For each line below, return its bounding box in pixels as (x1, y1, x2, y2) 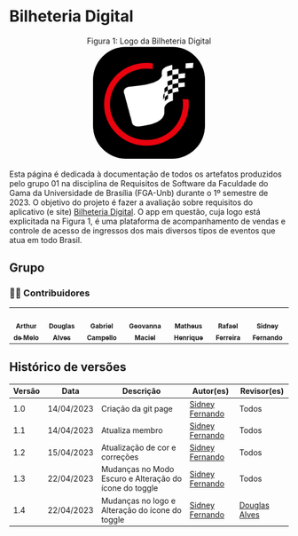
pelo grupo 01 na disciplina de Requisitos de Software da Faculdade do (9, 177, 269, 188)
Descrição (122, 386, 161, 397)
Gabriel (90, 321, 114, 330)
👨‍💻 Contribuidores (9, 287, 90, 299)
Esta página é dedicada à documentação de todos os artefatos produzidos (9, 169, 282, 179)
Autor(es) (192, 386, 229, 397)
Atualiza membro (100, 425, 163, 436)
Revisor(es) (239, 386, 285, 397)
